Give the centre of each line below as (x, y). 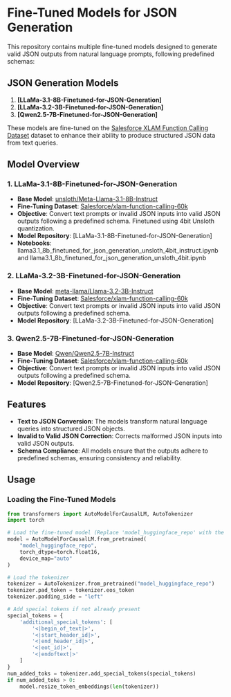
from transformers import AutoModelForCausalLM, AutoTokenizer (100, 514)
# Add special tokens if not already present (74, 609)
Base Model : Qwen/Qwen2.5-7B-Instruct (76, 354)
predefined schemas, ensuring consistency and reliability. (99, 458)
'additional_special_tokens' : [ (66, 622)
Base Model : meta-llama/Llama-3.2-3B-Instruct (85, 291)
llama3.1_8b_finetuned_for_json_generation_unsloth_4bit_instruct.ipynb (118, 251)
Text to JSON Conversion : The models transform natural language (112, 421)
